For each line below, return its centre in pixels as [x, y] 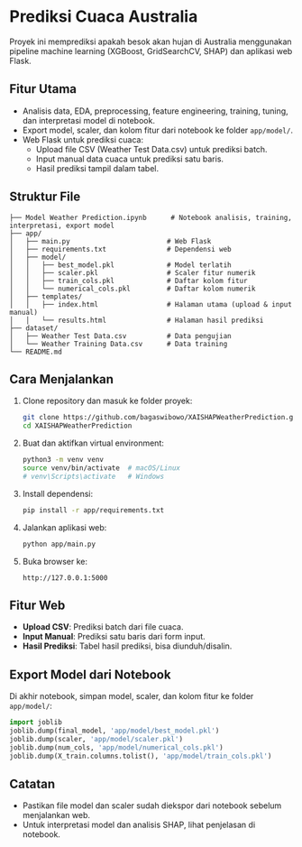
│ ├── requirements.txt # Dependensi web [120, 249]
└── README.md [36, 352]
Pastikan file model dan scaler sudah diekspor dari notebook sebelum [152, 806]
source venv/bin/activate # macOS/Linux [101, 468]
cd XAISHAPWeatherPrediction [77, 426]
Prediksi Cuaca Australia [104, 17]
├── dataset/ [34, 328]
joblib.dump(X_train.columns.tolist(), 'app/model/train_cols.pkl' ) [141, 756]
